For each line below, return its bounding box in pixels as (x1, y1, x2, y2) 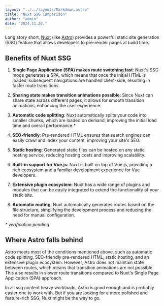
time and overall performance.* (12, 122, 76, 128)
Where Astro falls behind (5, 236, 83, 244)
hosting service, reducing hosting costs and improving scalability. (12, 152, 146, 158)
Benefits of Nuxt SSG (5, 54, 71, 62)
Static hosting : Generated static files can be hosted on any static (12, 147, 145, 153)
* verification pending (5, 222, 50, 228)
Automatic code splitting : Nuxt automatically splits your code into (12, 112, 147, 118)
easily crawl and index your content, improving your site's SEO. (12, 137, 140, 143)
